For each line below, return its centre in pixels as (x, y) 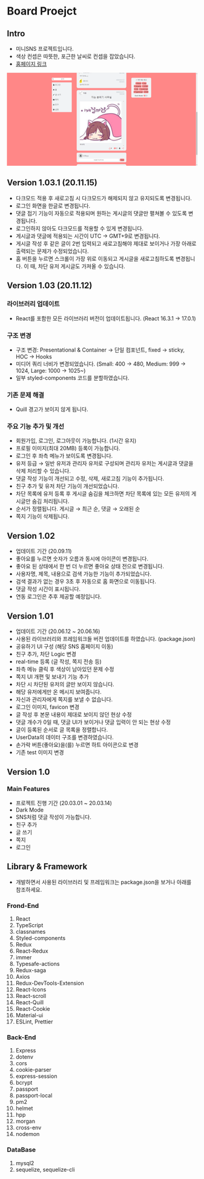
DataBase (21, 1150)
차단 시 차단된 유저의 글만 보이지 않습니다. (65, 685)
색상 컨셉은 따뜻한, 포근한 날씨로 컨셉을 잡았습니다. (75, 56)
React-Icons (31, 989)
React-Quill (30, 1002)
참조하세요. (29, 889)
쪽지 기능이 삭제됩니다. (42, 516)
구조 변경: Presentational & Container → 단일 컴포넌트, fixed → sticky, (100, 350)
